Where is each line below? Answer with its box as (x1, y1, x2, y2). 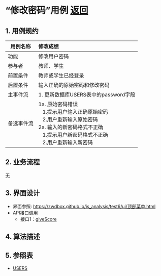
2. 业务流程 (5, 158, 40, 166)
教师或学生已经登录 (38, 72, 85, 79)
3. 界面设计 (5, 189, 40, 197)
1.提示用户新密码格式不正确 (42, 131, 108, 138)
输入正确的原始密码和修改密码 (38, 82, 110, 88)
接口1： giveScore (20, 216, 57, 222)
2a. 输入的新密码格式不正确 (38, 123, 103, 131)
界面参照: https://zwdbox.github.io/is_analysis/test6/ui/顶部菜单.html (12, 203, 156, 209)
